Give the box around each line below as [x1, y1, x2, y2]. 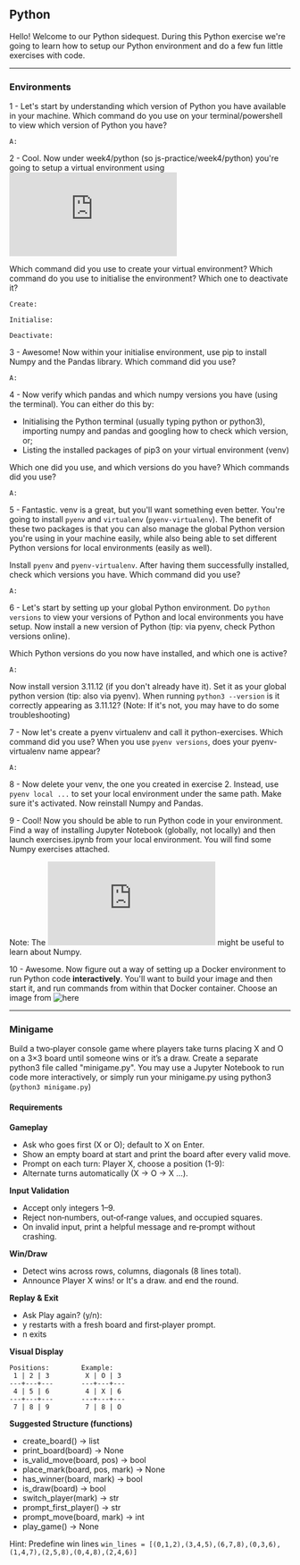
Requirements [9, 1102, 63, 1112]
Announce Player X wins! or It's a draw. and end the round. [21, 1274, 239, 1286]
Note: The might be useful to [9, 937, 285, 948]
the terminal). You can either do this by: [9, 399, 154, 410]
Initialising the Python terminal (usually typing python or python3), [21, 416, 266, 427]
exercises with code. [9, 49, 86, 61]
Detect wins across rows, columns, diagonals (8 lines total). [21, 1265, 242, 1276]
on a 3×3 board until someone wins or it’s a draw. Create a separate [9, 1053, 259, 1063]
